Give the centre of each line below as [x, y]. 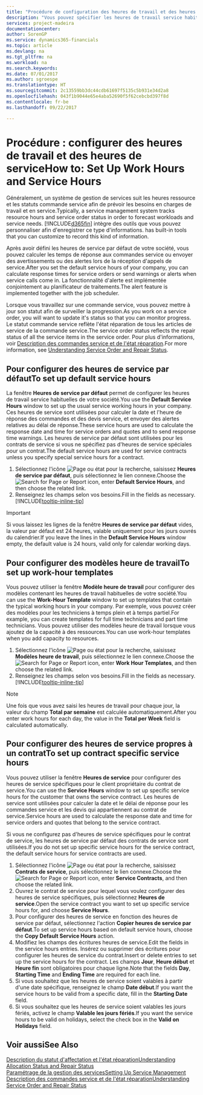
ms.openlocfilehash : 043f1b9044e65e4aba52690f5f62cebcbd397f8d [88, 96]
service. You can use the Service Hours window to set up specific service [98, 790]
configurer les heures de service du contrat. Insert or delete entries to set [106, 955]
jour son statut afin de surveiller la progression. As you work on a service [96, 312]
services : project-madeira [40, 23]
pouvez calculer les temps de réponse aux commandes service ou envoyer [100, 255]
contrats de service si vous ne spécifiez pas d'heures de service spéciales [99, 445]
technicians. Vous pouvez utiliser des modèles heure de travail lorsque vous [101, 626]
